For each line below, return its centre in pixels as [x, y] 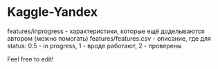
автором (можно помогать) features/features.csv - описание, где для [109, 38]
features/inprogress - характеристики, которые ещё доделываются [106, 31]
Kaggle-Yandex [53, 12]
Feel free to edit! [30, 59]
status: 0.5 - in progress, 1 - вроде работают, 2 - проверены [94, 46]
